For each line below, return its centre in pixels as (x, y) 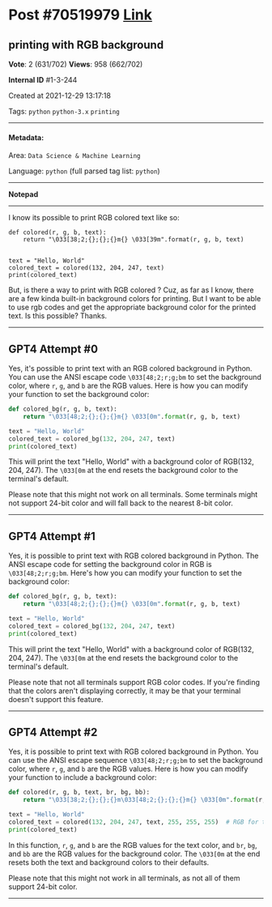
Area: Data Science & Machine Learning (74, 155)
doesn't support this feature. (56, 699)
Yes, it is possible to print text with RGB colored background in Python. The (134, 556)
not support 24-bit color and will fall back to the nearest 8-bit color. (121, 503)
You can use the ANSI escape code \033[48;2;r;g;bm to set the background (135, 377)
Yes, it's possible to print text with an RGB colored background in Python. (130, 368)
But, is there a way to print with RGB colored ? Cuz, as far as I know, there (131, 290)
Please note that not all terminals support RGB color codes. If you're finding (134, 682)
